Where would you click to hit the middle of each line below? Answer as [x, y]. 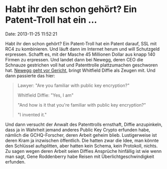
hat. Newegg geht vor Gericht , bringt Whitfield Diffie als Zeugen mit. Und [80, 70]
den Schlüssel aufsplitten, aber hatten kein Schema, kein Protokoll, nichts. [81, 146]
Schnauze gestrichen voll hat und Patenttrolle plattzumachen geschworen [81, 65]
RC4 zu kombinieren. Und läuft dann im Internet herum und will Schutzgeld [82, 49]
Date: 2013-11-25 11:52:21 [31, 34]
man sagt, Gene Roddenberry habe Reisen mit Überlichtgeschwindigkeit [80, 156]
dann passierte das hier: [30, 75]
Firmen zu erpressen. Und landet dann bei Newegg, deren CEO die [74, 59]
